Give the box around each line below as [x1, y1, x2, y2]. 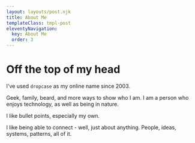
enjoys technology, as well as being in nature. [6, 100, 119, 108]
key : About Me [11, 31, 47, 37]
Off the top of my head [6, 62, 121, 76]
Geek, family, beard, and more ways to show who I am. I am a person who [6, 94, 189, 101]
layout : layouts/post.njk [6, 8, 71, 15]
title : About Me [6, 14, 47, 20]
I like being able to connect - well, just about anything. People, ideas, [6, 124, 177, 131]
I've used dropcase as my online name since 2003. [6, 82, 131, 90]
